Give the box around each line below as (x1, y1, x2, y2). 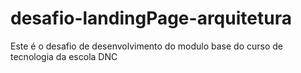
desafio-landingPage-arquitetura (10, 7, 292, 30)
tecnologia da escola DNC (10, 50, 118, 62)
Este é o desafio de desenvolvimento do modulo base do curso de (10, 40, 283, 52)
